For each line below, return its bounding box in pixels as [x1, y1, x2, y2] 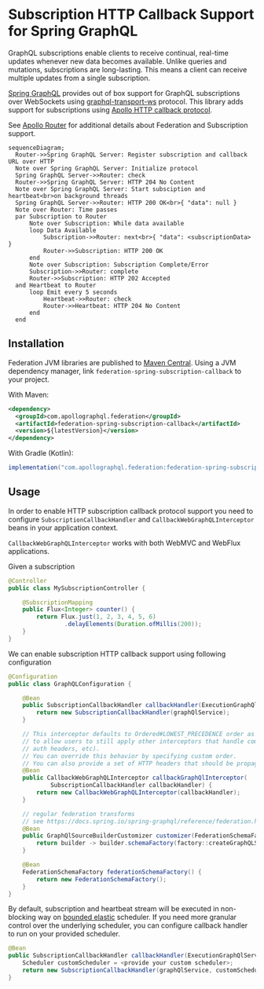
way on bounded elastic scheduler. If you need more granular [38, 913, 237, 922]
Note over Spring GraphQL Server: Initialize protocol [15, 164, 199, 172]
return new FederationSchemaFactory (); [36, 875, 167, 883]
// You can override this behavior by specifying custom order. [22, 752, 237, 760]
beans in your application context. [8, 522, 119, 532]
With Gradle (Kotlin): [8, 449, 74, 458]
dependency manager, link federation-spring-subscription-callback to [8, 366, 242, 375]
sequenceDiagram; [8, 144, 65, 152]
